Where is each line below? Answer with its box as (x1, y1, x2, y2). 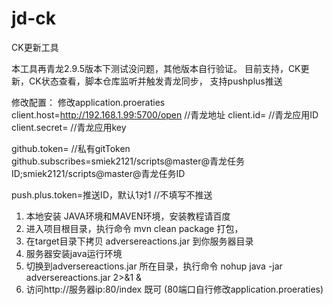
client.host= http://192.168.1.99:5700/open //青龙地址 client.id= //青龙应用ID (11, 108, 319, 121)
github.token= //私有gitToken (11, 142, 131, 154)
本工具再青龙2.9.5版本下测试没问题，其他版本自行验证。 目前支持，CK (11, 62, 301, 74)
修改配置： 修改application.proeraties (11, 96, 166, 108)
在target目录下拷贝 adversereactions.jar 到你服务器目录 (25, 235, 254, 247)
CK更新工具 (11, 41, 59, 53)
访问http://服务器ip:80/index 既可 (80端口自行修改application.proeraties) (25, 283, 324, 295)
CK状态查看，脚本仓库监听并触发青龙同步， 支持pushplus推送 (28, 75, 283, 87)
